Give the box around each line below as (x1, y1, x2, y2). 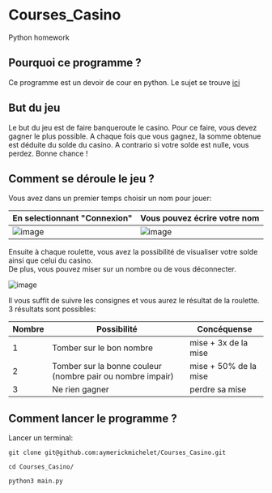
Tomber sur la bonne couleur (52, 361, 162, 372)
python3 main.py (8, 477, 63, 486)
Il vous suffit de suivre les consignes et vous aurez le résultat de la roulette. (8, 296, 260, 306)
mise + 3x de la (189, 337, 249, 349)
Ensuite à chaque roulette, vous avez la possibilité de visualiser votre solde (8, 247, 258, 257)
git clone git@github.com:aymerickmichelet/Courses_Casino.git (8, 448, 227, 457)
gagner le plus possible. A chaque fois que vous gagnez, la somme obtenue (8, 131, 261, 141)
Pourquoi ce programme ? (8, 56, 142, 70)
